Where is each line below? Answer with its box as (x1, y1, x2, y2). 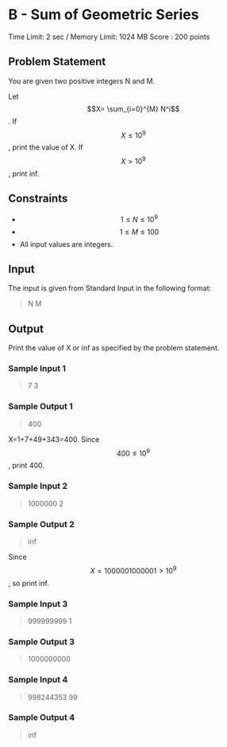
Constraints (8, 192, 68, 205)
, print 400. (8, 460, 45, 471)
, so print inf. (8, 578, 49, 588)
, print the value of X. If (8, 143, 83, 152)
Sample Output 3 (8, 636, 75, 647)
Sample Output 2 (8, 518, 75, 530)
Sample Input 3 (8, 598, 68, 609)
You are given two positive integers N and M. (8, 76, 156, 85)
